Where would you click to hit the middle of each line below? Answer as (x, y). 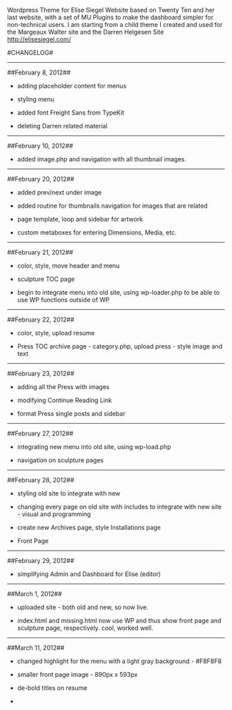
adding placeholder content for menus (71, 86)
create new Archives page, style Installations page (89, 527)
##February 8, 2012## (39, 72)
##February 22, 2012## (41, 319)
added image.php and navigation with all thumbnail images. (101, 159)
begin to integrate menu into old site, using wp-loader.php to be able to (118, 292)
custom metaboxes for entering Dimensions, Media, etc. (97, 233)
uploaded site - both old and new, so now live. (83, 607)
